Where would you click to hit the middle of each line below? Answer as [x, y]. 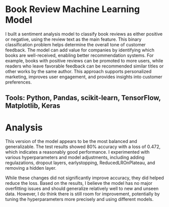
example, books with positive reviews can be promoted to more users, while [84, 60]
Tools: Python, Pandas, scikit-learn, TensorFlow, [83, 98]
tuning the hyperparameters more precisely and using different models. [79, 199]
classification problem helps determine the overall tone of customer [76, 44]
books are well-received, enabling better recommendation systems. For [79, 55]
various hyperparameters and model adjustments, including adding [75, 158]
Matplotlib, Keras [33, 106]
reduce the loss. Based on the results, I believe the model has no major [79, 183]
